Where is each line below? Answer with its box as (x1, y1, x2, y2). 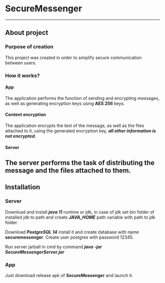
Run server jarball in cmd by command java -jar (5, 244, 102, 250)
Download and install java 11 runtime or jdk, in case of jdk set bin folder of (5, 209, 155, 215)
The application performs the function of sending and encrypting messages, (5, 95, 160, 101)
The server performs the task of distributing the (5, 158, 155, 167)
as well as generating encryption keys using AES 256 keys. (5, 100, 125, 106)
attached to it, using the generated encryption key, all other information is (5, 127, 156, 133)
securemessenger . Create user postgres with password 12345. (5, 234, 134, 240)
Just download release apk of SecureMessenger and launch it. (5, 272, 134, 278)
